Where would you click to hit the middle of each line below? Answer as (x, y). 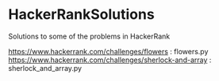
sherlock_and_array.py (45, 68)
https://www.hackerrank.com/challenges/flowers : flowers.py (108, 51)
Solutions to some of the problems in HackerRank (89, 36)
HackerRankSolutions (81, 15)
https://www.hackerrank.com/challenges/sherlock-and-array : (110, 60)
